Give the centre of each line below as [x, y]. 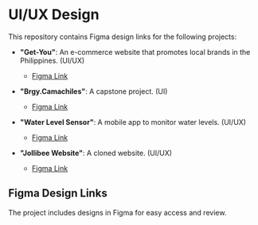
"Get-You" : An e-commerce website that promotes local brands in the [135, 52]
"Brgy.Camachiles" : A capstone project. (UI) [94, 91]
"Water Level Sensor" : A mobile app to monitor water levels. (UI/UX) [133, 122]
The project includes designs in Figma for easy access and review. [117, 212]
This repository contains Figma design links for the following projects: [123, 37]
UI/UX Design [54, 15]
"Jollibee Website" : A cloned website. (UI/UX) [96, 153]
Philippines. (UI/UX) [52, 60]
